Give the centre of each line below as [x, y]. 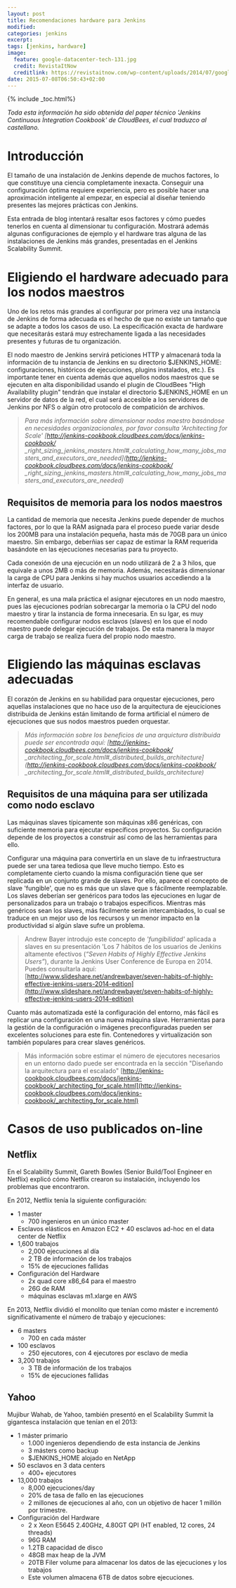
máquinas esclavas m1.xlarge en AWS [83, 1296]
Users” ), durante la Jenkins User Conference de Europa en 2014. [118, 961]
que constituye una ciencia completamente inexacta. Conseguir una [106, 183]
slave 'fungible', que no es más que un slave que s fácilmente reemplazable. [118, 888]
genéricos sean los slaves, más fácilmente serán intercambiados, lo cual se [116, 910]
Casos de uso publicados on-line [105, 1129]
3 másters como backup [63, 1450]
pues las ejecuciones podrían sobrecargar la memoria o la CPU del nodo [112, 606]
